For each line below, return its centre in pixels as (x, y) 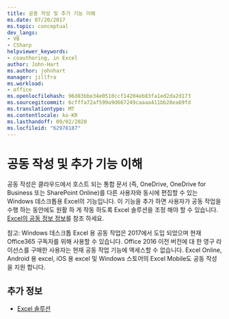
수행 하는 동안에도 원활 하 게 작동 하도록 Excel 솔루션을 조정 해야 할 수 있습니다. (113, 210)
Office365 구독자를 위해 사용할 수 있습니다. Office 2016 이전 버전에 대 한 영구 (111, 242)
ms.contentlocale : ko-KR (42, 115)
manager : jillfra (32, 77)
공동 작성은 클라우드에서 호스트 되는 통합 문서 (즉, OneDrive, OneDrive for (107, 184)
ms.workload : (26, 84)
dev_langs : (23, 33)
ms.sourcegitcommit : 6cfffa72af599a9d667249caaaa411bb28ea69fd (99, 103)
